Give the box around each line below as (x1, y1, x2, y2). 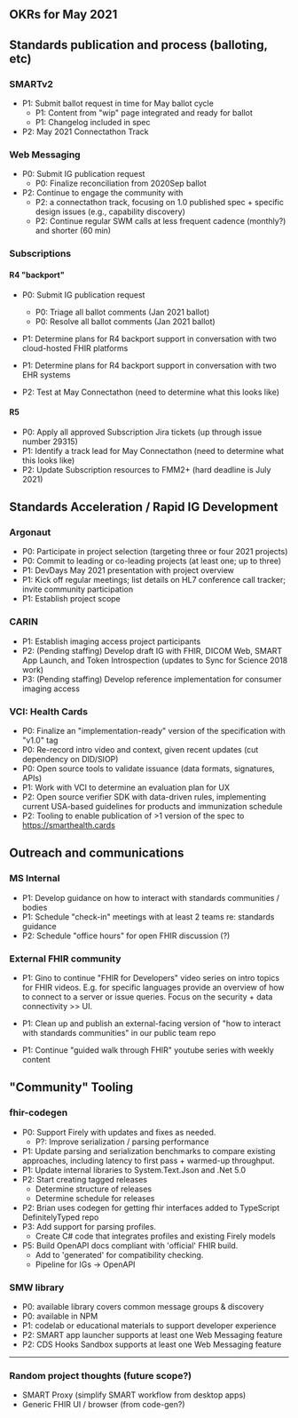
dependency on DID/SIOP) (21, 753, 119, 764)
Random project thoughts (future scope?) (9, 1369, 192, 1382)
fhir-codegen (9, 1106, 68, 1119)
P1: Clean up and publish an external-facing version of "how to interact (21, 1017, 281, 1029)
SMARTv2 (9, 77, 53, 90)
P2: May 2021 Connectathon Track (21, 126, 149, 137)
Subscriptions (9, 248, 72, 260)
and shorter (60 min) (35, 226, 112, 236)
